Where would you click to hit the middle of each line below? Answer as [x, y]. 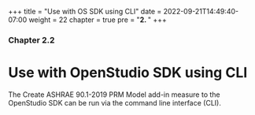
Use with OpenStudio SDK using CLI [128, 73]
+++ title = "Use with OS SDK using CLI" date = [85, 11]
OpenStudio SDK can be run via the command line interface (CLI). [115, 102]
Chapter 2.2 [31, 40]
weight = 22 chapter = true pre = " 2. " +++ [98, 20]
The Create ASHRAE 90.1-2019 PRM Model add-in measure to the [114, 95]
